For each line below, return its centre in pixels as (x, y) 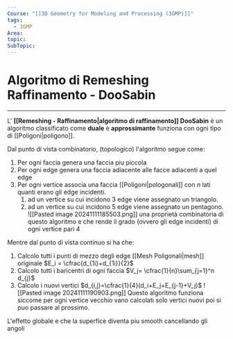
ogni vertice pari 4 (54, 229)
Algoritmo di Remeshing (78, 80)
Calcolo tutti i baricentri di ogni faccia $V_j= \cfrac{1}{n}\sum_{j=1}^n (116, 270)
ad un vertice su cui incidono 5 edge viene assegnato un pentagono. (126, 206)
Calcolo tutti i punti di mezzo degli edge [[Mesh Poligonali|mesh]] (111, 256)
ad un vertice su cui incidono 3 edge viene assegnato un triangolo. (123, 199)
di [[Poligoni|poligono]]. (41, 135)
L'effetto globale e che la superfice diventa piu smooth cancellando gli (107, 321)
